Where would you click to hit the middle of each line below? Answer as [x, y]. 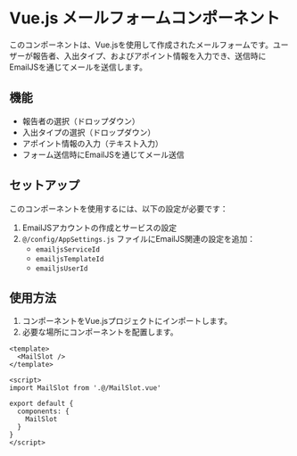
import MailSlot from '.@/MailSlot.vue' [86, 388]
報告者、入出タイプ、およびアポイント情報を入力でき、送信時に [149, 55]
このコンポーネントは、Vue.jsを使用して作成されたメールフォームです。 [141, 45]
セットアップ [45, 185]
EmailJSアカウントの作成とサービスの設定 [99, 228]
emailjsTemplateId [70, 259]
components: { [43, 411]
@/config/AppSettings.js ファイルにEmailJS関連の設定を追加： [139, 238]
